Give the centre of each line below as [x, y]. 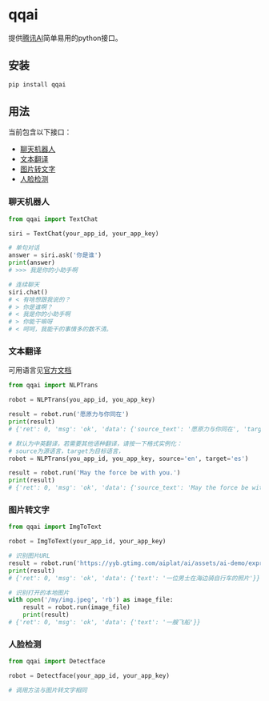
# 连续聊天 [24, 284]
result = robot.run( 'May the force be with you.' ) [94, 473]
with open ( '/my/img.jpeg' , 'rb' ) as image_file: [91, 600]
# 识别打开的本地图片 [39, 593]
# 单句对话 [24, 248]
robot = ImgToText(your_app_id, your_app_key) [87, 542]
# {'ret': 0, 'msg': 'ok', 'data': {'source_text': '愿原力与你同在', [124, 429]
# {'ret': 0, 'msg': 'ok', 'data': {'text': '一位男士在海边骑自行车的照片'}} [134, 578]
